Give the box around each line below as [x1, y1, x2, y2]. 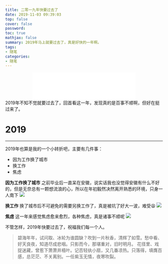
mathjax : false [5, 36, 37, 41]
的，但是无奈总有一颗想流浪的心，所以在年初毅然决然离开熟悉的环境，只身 [5, 186, 158, 192]
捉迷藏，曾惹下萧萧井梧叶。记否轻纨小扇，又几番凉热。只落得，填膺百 [17, 247, 162, 253]
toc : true [5, 31, 26, 36]
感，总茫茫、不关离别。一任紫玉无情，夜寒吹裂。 [17, 253, 118, 259]
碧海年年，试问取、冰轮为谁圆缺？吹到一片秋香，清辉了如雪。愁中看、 [17, 235, 162, 241]
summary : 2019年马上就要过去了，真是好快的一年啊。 [5, 40, 101, 45]
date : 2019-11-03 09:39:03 [5, 12, 61, 17]
